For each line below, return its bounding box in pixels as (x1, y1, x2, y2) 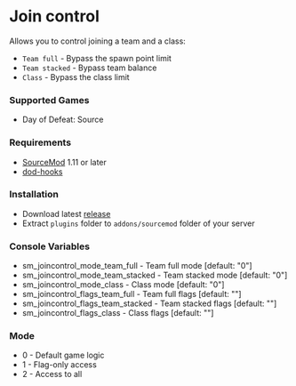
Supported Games (9, 93, 90, 106)
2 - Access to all (21, 369, 83, 380)
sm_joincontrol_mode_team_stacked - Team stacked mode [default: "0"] (21, 269, 288, 281)
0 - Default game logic (21, 350, 105, 361)
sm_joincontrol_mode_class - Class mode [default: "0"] (21, 279, 225, 290)
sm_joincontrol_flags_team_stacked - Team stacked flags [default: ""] (21, 298, 277, 309)
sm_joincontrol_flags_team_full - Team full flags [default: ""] (21, 289, 242, 300)
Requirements (9, 136, 72, 149)
